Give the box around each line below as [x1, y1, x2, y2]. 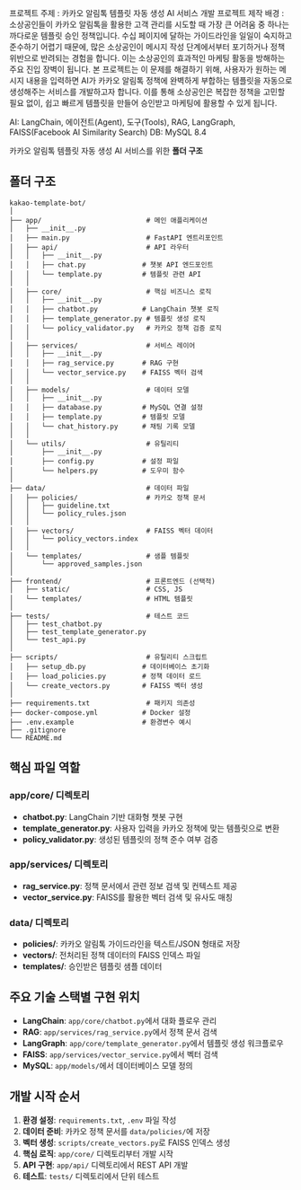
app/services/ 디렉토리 [9, 859, 109, 871]
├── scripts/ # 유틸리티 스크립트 [9, 652, 208, 662]
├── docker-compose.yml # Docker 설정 [9, 708, 191, 717]
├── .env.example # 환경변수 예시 [9, 718, 191, 727]
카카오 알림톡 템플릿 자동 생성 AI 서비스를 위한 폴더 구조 [9, 145, 204, 155]
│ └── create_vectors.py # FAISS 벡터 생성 [9, 681, 204, 690]
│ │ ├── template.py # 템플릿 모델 [9, 412, 186, 421]
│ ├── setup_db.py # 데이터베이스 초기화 [9, 662, 210, 671]
